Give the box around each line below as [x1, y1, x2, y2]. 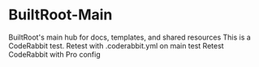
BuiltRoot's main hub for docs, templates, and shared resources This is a [8, 32, 252, 42]
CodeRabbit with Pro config [8, 49, 101, 59]
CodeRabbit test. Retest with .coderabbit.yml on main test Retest [8, 40, 225, 50]
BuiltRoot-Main [8, 6, 113, 24]
